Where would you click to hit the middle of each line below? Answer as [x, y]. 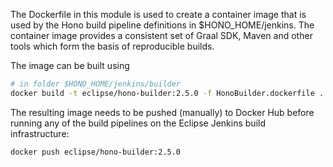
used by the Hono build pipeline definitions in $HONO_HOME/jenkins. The [162, 25]
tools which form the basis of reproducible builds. [112, 46]
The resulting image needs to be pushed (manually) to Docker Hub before [162, 112]
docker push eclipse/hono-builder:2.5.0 [96, 152]
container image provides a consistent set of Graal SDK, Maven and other [161, 35]
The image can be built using [70, 65]
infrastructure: [40, 133]
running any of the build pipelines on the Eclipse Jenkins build [138, 123]
